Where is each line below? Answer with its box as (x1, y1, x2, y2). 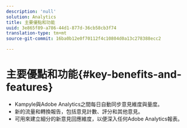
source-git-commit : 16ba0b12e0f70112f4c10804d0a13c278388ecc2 (6, 36, 161, 41)
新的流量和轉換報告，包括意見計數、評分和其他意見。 (14, 108, 144, 115)
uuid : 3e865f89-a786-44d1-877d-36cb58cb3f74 (6, 25, 117, 31)
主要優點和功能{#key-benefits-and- (6, 68, 182, 81)
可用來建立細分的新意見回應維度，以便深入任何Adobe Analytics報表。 (14, 115, 183, 122)
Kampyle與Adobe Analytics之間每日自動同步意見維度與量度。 (14, 101, 163, 108)
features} (6, 81, 53, 94)
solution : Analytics (6, 14, 57, 20)
